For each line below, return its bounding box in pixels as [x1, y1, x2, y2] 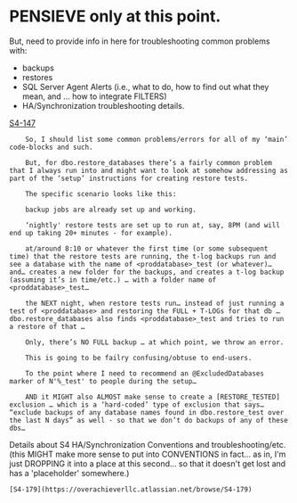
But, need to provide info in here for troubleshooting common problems [9, 36, 270, 46]
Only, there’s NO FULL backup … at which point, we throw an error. [25, 337, 285, 347]
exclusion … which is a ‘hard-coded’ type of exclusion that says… [9, 400, 265, 409]
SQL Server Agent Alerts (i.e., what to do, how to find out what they [21, 81, 269, 92]
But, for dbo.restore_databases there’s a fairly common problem [25, 158, 273, 167]
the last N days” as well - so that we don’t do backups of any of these [9, 416, 289, 425]
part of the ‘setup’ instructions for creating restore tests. [9, 174, 249, 183]
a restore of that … [9, 322, 86, 331]
